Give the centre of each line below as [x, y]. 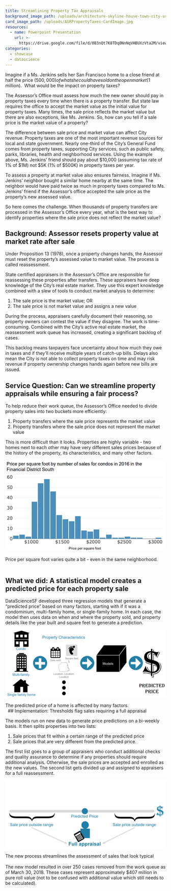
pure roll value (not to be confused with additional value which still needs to [84, 878]
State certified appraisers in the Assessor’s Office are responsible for [78, 275]
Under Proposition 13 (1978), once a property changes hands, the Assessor [84, 254]
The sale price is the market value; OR [53, 301]
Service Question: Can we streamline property [81, 385]
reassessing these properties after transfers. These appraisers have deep [82, 280]
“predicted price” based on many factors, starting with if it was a [73, 607]
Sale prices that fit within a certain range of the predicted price [79, 736]
